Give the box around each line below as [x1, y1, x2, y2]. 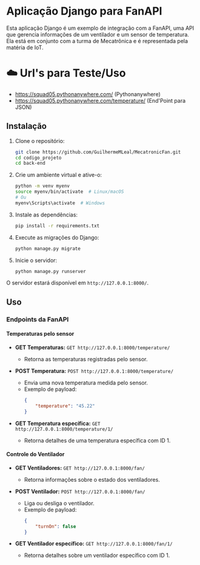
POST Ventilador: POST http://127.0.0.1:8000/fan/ [15, 488, 145, 495]
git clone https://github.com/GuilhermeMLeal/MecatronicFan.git [15, 149, 181, 155]
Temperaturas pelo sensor [6, 330, 75, 338]
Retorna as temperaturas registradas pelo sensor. [24, 355, 148, 362]
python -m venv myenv [15, 183, 70, 189]
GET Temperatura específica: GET [15, 420, 101, 427]
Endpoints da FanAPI [6, 315, 69, 324]
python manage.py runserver [15, 268, 86, 274]
